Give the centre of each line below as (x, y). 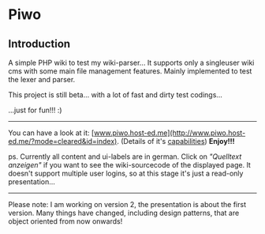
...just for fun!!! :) (35, 110)
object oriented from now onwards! (65, 221)
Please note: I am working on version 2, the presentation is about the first (127, 204)
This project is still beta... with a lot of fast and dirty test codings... (116, 95)
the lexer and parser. (42, 79)
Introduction (39, 44)
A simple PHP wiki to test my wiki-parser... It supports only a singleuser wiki (131, 62)
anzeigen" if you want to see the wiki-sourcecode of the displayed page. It (129, 165)
